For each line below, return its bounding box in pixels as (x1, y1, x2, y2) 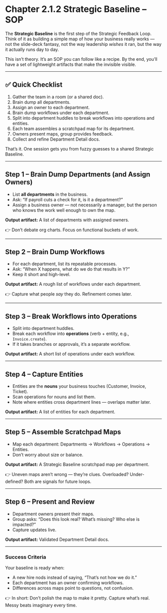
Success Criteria (5, 553, 46, 560)
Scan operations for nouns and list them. (12, 394, 96, 400)
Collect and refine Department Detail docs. (12, 136, 100, 142)
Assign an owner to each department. (12, 104, 90, 110)
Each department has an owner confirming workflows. (12, 580, 124, 586)
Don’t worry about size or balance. (12, 452, 83, 458)
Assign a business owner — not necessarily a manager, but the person (12, 202, 158, 208)
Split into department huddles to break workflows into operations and (12, 115, 155, 121)
